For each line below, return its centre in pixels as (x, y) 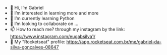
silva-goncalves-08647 (34, 47)
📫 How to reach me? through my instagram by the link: (67, 29)
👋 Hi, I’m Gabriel (27, 8)
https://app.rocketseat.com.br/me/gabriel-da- (114, 42)
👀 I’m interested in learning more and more (54, 13)
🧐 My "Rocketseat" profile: (38, 42)
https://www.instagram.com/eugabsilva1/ (53, 36)
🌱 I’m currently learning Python (42, 18)
